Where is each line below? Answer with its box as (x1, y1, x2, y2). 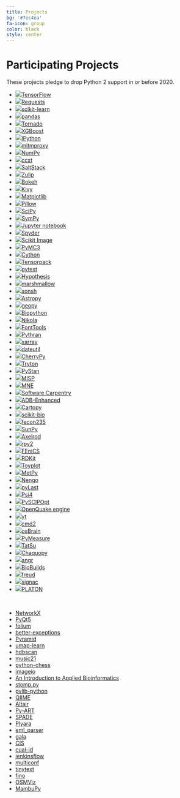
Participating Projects (6, 58, 119, 72)
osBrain (21, 527, 41, 535)
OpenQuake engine (21, 506, 70, 513)
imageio (15, 668, 35, 676)
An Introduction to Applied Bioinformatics (15, 674, 119, 682)
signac (21, 578, 38, 585)
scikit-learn (21, 105, 50, 113)
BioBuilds (21, 564, 45, 571)
